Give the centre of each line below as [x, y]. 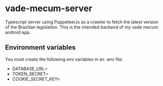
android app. [18, 32]
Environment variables [41, 47]
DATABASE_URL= [30, 69]
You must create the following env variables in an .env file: [64, 59]
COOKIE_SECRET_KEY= [36, 79]
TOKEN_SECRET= [30, 74]
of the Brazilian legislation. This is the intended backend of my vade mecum [82, 27]
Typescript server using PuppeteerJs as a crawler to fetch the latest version [82, 22]
